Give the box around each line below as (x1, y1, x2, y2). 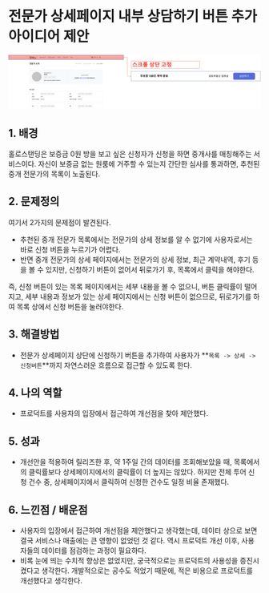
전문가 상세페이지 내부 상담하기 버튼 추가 (8, 7, 258, 26)
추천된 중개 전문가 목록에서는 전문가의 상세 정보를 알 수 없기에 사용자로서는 (19, 234, 254, 244)
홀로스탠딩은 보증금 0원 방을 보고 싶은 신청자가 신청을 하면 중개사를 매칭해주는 (8, 149, 252, 159)
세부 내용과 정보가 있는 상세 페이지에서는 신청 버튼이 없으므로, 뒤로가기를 (25, 292, 252, 301)
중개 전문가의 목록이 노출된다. (8, 169, 101, 179)
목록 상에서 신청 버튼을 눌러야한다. (16, 301, 124, 311)
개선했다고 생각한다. (19, 576, 82, 586)
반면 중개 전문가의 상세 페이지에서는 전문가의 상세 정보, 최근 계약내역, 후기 (19, 254, 251, 264)
